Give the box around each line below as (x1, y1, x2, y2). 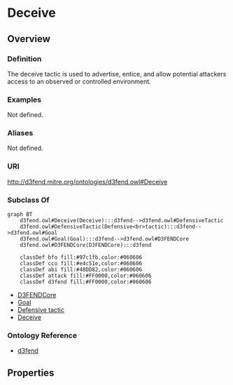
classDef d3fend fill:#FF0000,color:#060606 (20, 278, 152, 285)
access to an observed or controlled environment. (7, 77, 152, 86)
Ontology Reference (7, 330, 77, 340)
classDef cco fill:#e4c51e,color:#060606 (20, 260, 142, 267)
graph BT (7, 211, 33, 218)
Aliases (7, 128, 34, 138)
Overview (7, 33, 51, 45)
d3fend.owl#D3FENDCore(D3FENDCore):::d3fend (20, 242, 152, 249)
